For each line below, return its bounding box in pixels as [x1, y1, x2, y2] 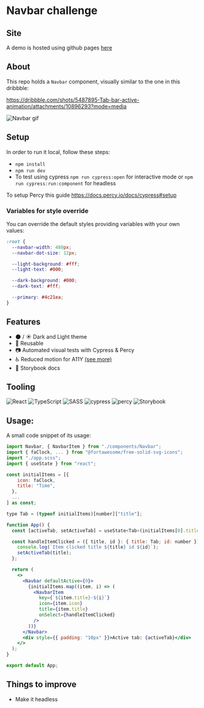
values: [6, 227, 24, 234]
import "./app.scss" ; [6, 455, 61, 461]
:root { [6, 238, 26, 244]
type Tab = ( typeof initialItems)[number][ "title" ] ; [6, 511, 143, 517]
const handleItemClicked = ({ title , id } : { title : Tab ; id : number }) [12, 539, 200, 545]
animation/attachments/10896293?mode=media [6, 102, 127, 110]
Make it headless [15, 695, 58, 703]
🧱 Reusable [15, 339, 44, 347]
